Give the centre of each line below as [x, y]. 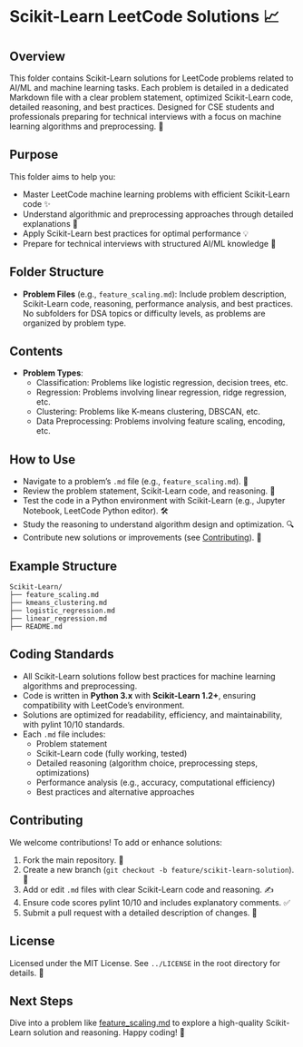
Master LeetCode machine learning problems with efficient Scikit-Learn [156, 194]
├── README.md [36, 627]
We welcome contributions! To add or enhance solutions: [116, 842]
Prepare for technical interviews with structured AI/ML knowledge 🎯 [149, 243]
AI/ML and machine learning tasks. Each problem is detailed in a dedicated [149, 88]
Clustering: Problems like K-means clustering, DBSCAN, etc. [148, 412]
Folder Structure [57, 272]
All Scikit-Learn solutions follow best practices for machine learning [149, 676]
